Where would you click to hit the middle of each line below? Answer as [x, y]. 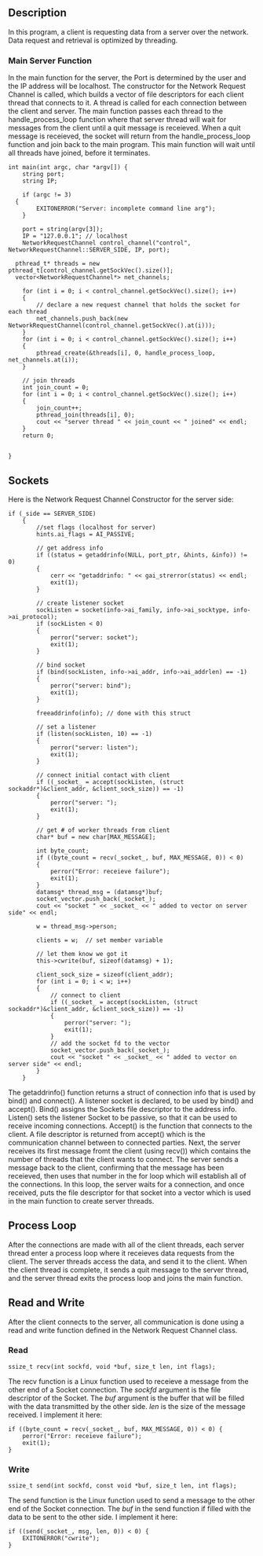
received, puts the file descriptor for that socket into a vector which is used [130, 1192]
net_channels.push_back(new [82, 319]
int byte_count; [63, 851]
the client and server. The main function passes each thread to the [116, 111]
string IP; [40, 181]
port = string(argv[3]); [63, 230]
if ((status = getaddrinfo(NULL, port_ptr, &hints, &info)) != [142, 555]
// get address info [70, 548]
